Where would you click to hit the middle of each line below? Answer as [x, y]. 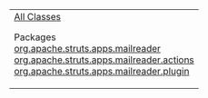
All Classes [38, 17]
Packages [35, 37]
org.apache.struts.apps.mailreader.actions [104, 60]
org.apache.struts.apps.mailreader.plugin [102, 71]
